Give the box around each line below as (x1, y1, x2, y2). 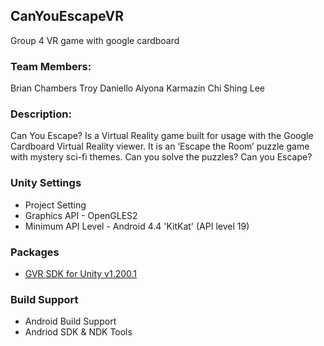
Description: (10, 107, 72, 121)
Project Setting (24, 199, 87, 211)
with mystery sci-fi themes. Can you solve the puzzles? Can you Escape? (10, 151, 313, 163)
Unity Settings (10, 176, 82, 190)
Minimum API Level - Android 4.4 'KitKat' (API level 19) (24, 220, 250, 232)
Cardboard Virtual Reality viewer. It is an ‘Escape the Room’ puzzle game (10, 140, 310, 153)
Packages (10, 245, 60, 259)
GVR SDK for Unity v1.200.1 (24, 268, 138, 279)
